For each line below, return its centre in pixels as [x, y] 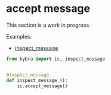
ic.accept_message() [42, 86]
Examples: [19, 36]
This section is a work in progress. [48, 25]
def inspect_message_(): [37, 80]
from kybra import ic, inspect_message [56, 59]
